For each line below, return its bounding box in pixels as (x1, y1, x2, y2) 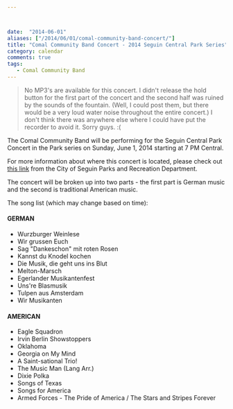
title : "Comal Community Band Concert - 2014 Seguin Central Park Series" (7, 41, 228, 49)
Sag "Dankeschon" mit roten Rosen (17, 245, 119, 253)
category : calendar (7, 48, 64, 55)
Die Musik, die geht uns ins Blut (17, 259, 107, 268)
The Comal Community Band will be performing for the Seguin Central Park (7, 136, 223, 144)
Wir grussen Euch (17, 237, 69, 246)
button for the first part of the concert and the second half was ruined (24, 93, 224, 101)
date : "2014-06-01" (7, 28, 67, 35)
